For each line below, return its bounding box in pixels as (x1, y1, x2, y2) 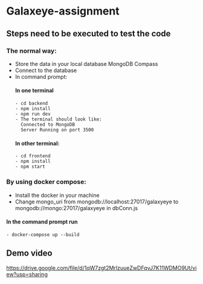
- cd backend (14, 101, 48, 107)
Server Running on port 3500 (21, 127, 94, 133)
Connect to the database (14, 67, 77, 74)
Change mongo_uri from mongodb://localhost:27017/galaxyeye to (14, 198, 179, 205)
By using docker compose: (6, 177, 86, 186)
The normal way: (6, 47, 57, 55)
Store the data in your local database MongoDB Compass (14, 60, 158, 67)
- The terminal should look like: (14, 116, 102, 122)
